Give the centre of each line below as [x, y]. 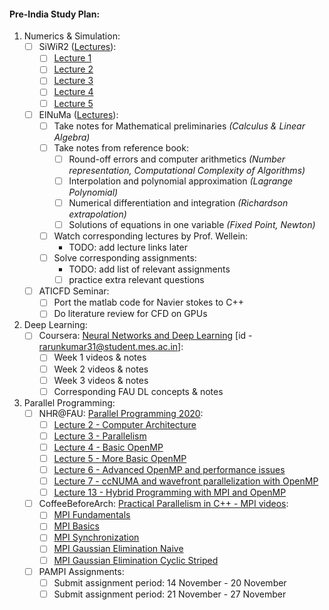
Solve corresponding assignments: [125, 258]
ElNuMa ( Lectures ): [78, 114]
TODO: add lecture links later [128, 247]
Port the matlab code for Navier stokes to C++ [148, 302]
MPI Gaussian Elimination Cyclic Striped [136, 560]
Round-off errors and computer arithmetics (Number [177, 159]
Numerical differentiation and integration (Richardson [178, 202]
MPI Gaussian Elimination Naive [118, 549]
